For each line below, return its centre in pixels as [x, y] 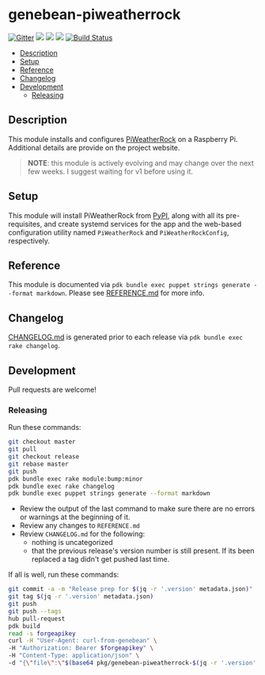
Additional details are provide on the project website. [94, 148]
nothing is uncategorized [72, 543]
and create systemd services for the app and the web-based [143, 224]
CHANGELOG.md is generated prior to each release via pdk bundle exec [126, 337]
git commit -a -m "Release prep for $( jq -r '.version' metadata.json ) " [131, 589]
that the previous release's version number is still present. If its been [143, 551]
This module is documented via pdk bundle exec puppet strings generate [129, 285]
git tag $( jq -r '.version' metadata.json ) [81, 596]
